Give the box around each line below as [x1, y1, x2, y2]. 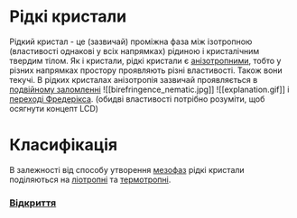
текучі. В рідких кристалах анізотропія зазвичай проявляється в [9, 74, 258, 85]
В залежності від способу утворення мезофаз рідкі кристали [9, 164, 246, 175]
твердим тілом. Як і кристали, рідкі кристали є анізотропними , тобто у [9, 55, 282, 66]
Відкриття [9, 196, 57, 209]
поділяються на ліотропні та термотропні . [9, 174, 172, 185]
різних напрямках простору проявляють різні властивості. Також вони [9, 65, 283, 76]
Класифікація [9, 135, 118, 155]
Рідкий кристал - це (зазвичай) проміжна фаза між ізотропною [9, 36, 253, 47]
